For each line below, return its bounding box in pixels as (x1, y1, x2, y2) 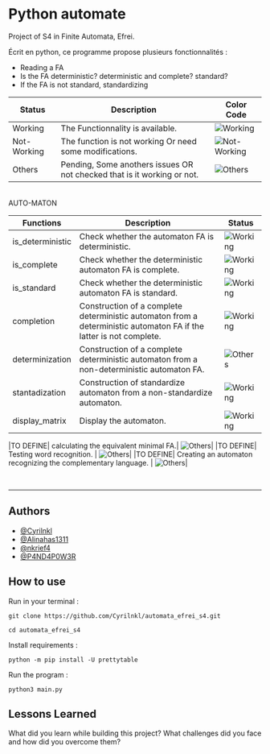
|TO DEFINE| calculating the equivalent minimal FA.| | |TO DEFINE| (8, 441, 257, 450)
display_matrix (12, 415, 67, 426)
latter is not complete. (79, 330, 162, 342)
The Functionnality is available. (60, 122, 178, 134)
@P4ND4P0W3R (19, 551, 76, 561)
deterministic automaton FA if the (79, 320, 205, 331)
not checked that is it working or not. (60, 168, 199, 180)
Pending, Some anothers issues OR (60, 159, 194, 170)
